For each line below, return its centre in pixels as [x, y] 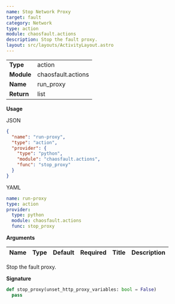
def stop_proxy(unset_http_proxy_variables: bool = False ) [82, 290]
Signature [19, 279]
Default [64, 252]
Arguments [21, 238]
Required [93, 252]
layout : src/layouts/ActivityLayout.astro [60, 46]
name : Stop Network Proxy [38, 12]
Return [19, 94]
